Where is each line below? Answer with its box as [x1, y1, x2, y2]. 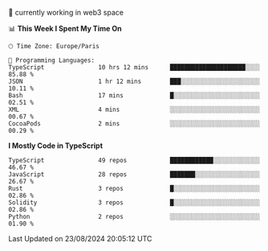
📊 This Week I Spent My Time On [8, 24, 122, 33]
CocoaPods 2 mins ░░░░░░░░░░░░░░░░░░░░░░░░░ [8, 120, 261, 128]
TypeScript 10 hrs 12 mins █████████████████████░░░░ [8, 64, 261, 72]
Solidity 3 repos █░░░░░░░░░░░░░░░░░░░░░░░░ [8, 199, 261, 207]
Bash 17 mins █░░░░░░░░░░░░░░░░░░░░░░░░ [8, 92, 261, 100]
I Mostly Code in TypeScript [8, 141, 103, 150]
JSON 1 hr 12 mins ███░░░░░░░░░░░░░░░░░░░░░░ [8, 77, 261, 85]
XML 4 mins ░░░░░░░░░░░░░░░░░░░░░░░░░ [8, 105, 261, 113]
